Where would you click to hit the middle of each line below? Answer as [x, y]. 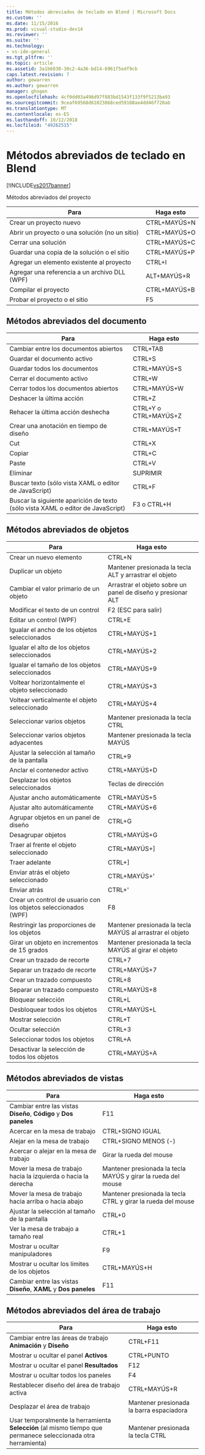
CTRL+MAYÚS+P [170, 253]
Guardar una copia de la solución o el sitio [69, 253]
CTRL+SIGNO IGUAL [132, 1131]
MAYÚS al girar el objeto [143, 950]
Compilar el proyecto [39, 290]
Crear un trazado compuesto [51, 980]
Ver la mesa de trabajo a [44, 1229]
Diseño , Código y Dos [41, 1113]
